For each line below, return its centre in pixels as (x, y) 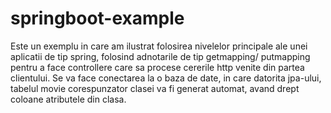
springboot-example (97, 18)
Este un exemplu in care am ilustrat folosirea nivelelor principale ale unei (159, 46)
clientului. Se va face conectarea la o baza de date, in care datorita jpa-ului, (166, 78)
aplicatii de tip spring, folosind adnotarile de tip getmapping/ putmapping (160, 56)
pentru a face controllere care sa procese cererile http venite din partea (157, 67)
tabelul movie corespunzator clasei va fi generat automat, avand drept (155, 88)
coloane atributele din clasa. (68, 99)
